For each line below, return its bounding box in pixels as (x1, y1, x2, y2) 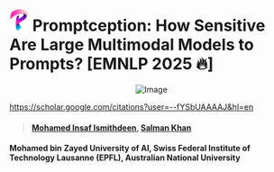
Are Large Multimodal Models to (9, 35, 254, 55)
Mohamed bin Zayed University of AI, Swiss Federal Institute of (9, 143, 251, 154)
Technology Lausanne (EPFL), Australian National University (9, 152, 241, 163)
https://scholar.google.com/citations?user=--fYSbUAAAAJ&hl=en (9, 101, 254, 112)
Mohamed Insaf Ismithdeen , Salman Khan (31, 122, 192, 133)
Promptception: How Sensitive (32, 15, 266, 36)
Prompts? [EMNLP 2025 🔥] (9, 54, 215, 75)
